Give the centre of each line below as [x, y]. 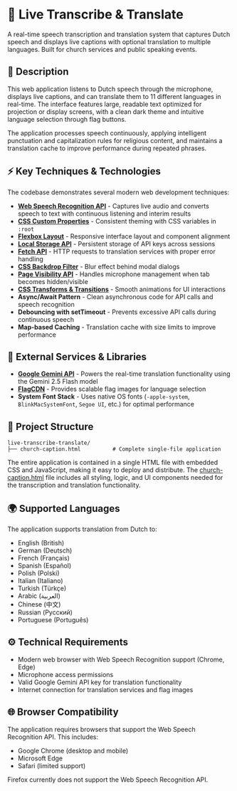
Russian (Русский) [45, 612]
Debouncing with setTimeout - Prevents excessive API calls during [117, 312]
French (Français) [43, 558]
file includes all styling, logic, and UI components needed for [134, 478]
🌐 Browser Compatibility [63, 712]
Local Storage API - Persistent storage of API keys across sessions [116, 243]
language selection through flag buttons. [67, 119]
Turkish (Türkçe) [42, 588]
